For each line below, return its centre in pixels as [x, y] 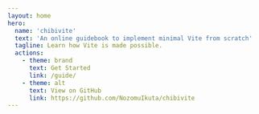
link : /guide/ [53, 75]
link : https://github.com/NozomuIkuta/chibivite [112, 98]
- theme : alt [44, 83]
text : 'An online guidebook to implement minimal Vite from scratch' [134, 38]
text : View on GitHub [65, 90]
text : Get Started [60, 68]
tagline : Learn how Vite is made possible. [88, 46]
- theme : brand [47, 61]
